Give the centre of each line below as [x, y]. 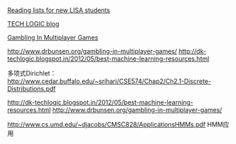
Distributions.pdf [32, 89]
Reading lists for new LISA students [59, 10]
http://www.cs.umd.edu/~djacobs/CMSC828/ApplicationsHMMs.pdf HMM [115, 124]
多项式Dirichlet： [32, 73]
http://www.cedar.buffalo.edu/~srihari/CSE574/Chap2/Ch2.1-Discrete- [109, 81]
